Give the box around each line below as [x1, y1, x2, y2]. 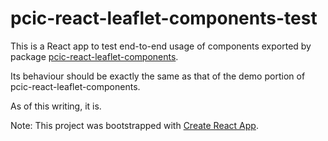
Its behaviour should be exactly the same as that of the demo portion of [10, 70, 306, 82]
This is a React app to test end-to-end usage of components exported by [10, 40, 312, 52]
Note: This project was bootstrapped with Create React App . [10, 119, 259, 131]
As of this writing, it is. [10, 100, 102, 112]
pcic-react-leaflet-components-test [10, 7, 318, 30]
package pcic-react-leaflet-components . [10, 50, 179, 62]
